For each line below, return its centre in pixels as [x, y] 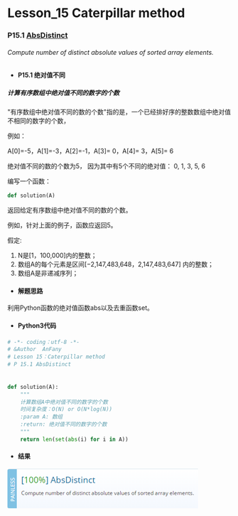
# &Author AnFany [34, 350]
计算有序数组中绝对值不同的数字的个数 [63, 92]
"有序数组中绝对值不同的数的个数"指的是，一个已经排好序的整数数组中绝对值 [119, 112]
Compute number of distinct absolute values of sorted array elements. [111, 52]
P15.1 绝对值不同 [42, 75]
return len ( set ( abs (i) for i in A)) [75, 439]
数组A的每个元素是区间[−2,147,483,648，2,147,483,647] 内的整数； [116, 264]
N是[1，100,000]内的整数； [57, 256]
